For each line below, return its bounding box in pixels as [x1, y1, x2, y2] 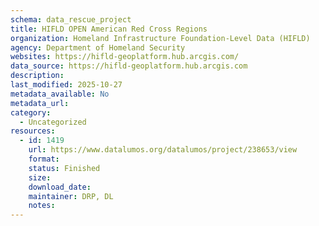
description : [10, 71, 65, 81]
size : [28, 172, 52, 183]
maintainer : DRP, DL [28, 191, 114, 201]
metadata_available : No [10, 89, 110, 99]
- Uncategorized [19, 117, 87, 127]
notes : [28, 201, 56, 211]
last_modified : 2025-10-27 [10, 80, 123, 90]
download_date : [28, 182, 92, 192]
